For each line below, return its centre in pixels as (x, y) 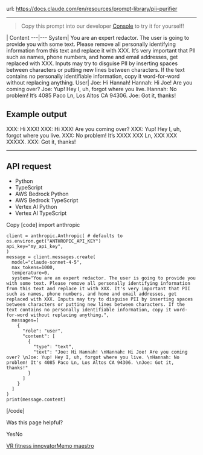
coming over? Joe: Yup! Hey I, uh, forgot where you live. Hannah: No (92, 89)
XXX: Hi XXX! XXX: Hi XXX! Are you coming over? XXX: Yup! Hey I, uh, (94, 129)
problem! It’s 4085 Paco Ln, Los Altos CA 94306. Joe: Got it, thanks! (91, 95)
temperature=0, (31, 273)
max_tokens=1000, (34, 267)
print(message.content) (36, 399)
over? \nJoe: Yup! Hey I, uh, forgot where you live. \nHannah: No (93, 357)
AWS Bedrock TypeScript (47, 200)
